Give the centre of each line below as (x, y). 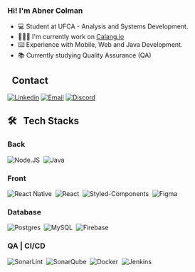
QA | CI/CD (27, 246)
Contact (30, 80)
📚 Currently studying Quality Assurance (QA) (84, 55)
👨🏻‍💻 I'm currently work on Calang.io (71, 37)
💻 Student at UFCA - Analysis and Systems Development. (103, 26)
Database (24, 212)
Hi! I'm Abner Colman (45, 11)
